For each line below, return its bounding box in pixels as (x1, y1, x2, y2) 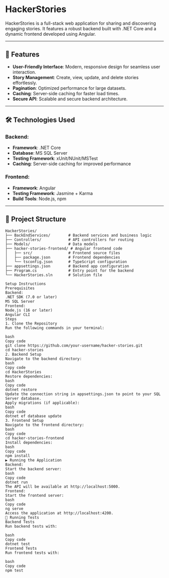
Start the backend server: (5, 466, 62, 472)
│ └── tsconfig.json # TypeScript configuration (5, 259, 127, 264)
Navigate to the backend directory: (5, 356, 82, 361)
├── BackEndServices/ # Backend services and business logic (5, 233, 152, 238)
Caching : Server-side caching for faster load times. (12, 90, 120, 96)
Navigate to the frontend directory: (5, 422, 84, 427)
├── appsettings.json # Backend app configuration (5, 264, 129, 269)
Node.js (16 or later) (5, 307, 53, 313)
